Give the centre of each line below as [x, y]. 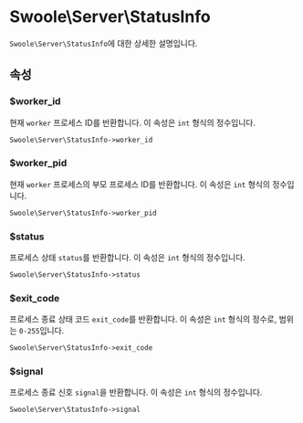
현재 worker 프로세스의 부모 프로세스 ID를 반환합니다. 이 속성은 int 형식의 [140, 184]
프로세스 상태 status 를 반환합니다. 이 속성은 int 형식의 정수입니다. [128, 257]
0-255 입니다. [42, 331]
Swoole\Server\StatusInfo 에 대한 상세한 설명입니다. [104, 43]
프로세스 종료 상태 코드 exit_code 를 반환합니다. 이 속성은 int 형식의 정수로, [143, 319]
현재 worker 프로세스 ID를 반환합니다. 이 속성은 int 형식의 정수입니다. [132, 122]
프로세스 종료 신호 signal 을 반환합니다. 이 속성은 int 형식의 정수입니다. [136, 392]
